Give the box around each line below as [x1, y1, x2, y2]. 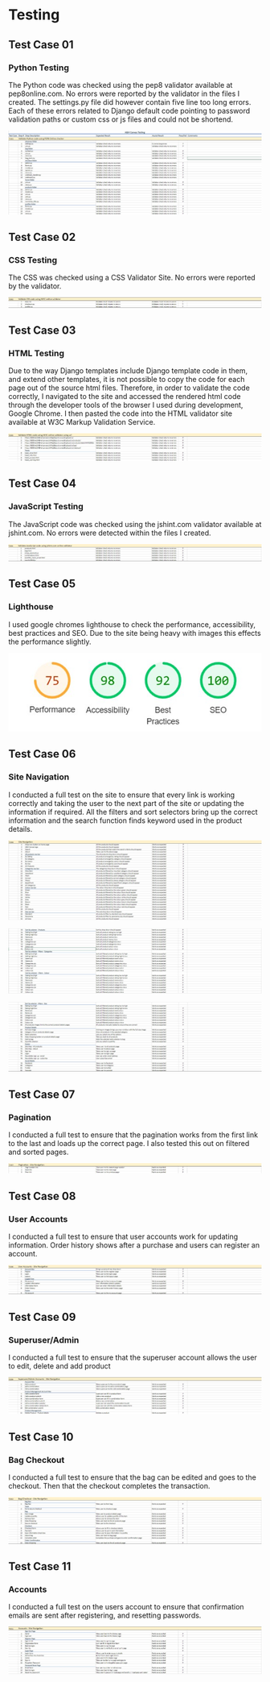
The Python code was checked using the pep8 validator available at [8, 80, 233, 89]
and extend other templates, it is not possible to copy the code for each [8, 375, 245, 384]
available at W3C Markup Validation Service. [8, 417, 156, 427]
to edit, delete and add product [8, 1361, 111, 1371]
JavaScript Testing [8, 501, 84, 513]
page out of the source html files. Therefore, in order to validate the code [8, 383, 251, 392]
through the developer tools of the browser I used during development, [8, 401, 243, 410]
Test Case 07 [8, 1087, 76, 1101]
